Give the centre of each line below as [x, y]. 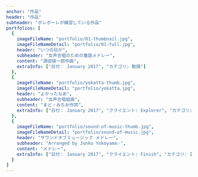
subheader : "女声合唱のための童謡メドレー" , [66, 55]
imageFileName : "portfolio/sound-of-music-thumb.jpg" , [85, 127]
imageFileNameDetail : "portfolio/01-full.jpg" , [76, 45]
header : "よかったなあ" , [44, 94]
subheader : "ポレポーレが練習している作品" [54, 22]
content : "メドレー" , [42, 149]
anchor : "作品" [24, 12]
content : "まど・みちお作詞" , [50, 105]
